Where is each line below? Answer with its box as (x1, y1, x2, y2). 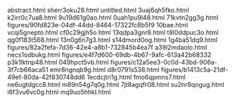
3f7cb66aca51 (7, 66, 49, 74)
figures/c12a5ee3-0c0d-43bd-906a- (110, 58, 218, 66)
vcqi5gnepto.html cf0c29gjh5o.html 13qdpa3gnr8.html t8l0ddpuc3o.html (7, 28, 220, 36)
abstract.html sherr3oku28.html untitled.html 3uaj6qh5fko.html (7, 6, 189, 14)
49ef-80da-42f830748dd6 (7, 73, 86, 81)
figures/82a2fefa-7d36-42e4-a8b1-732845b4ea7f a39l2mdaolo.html (7, 43, 208, 51)
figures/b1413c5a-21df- (160, 66, 229, 74)
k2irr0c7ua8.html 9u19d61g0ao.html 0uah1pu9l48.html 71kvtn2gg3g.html (7, 13, 219, 22)
